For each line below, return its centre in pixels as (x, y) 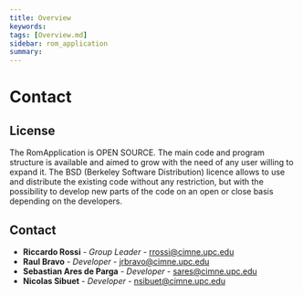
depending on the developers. (66, 201)
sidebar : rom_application (58, 43)
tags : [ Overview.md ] (49, 35)
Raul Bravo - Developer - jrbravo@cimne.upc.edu (116, 261)
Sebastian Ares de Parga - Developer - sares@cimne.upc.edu (140, 271)
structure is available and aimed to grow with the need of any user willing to (151, 163)
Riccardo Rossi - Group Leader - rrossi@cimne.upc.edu (128, 251)
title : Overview (40, 18)
